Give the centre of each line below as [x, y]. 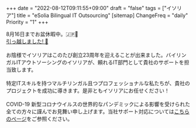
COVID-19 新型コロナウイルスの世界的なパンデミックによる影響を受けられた [98, 104]
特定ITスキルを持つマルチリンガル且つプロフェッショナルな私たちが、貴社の [98, 83]
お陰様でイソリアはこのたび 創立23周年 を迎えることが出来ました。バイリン [96, 55]
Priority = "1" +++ [27, 22]
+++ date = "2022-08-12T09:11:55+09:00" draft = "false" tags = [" [86, 8]
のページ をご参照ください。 [39, 119]
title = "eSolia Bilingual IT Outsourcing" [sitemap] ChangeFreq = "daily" [102, 15]
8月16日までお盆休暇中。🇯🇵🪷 [42, 34]
